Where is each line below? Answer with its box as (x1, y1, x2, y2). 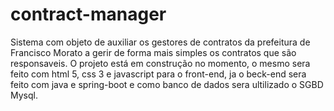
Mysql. (10, 89, 38, 101)
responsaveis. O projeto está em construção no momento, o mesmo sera (10, 57, 311, 69)
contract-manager (10, 3, 167, 26)
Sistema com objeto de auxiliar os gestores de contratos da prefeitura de (10, 36, 311, 48)
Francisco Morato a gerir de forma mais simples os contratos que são (10, 46, 297, 58)
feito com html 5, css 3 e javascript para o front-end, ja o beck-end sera (10, 68, 307, 80)
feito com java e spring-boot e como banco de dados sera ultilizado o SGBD (10, 78, 324, 90)
